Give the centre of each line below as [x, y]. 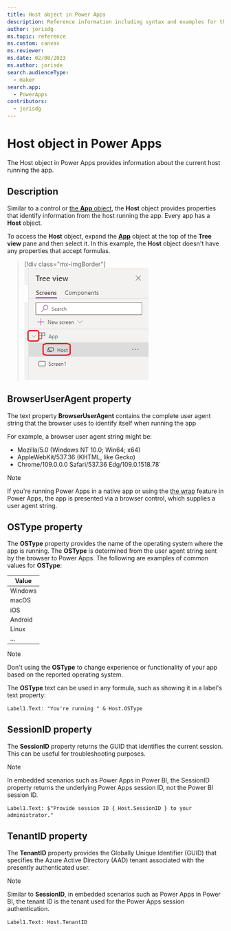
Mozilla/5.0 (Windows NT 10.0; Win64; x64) [79, 450]
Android [21, 620]
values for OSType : [35, 566]
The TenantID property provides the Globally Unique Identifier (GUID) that [112, 853]
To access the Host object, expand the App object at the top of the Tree [109, 236]
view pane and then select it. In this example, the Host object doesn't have [113, 243]
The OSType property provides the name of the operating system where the [115, 544]
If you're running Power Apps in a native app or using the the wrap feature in [115, 491]
